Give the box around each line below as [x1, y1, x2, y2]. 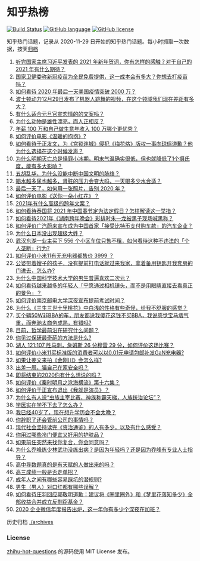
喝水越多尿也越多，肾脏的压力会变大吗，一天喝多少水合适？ [15, 177, 162, 184]
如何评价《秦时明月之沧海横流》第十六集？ [15, 378, 120, 386]
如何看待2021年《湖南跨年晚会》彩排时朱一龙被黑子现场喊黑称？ [15, 214, 174, 221]
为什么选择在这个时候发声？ [15, 147, 84, 155]
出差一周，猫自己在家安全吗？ [15, 363, 89, 371]
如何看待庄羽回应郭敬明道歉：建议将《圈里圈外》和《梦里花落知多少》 [15, 491, 188, 498]
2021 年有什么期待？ [15, 65, 66, 72]
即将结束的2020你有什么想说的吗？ [15, 371, 102, 378]
